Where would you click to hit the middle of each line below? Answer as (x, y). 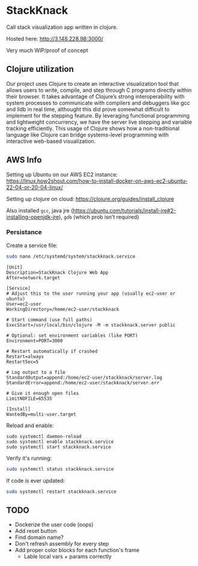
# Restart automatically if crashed (52, 351)
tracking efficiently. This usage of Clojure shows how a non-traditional (93, 128)
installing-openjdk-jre (33, 217)
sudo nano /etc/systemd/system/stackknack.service (71, 256)
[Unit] (14, 267)
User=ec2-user (24, 304)
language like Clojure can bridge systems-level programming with (88, 134)
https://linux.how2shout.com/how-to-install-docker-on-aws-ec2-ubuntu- (97, 181)
